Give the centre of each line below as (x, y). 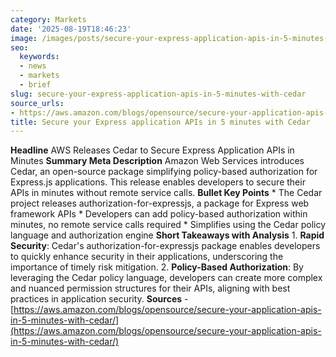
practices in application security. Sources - (99, 299)
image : (24, 38)
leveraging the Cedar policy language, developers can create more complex (166, 278)
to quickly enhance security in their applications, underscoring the (147, 257)
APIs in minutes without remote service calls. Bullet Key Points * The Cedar (166, 193)
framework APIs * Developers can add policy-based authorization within (159, 214)
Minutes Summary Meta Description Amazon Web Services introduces (157, 161)
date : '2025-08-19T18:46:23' (71, 29)
